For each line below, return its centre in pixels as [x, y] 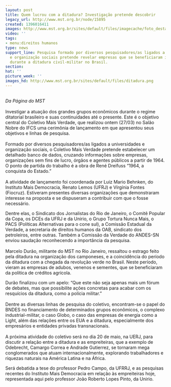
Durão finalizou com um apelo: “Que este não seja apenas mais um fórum [82, 282]
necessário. [18, 203]
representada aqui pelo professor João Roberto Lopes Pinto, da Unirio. [79, 379]
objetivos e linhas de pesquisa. [38, 133]
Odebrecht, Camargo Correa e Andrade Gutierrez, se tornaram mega [78, 347]
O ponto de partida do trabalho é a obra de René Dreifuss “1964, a [75, 165]
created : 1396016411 [27, 24]
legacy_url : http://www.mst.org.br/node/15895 [55, 19]
